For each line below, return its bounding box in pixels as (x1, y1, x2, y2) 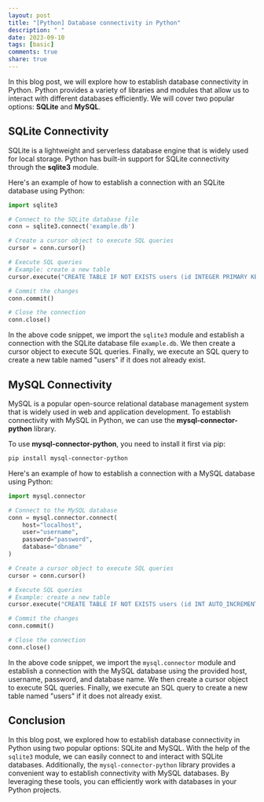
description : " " (8, 26, 65, 34)
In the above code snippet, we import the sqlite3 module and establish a (8, 330, 245, 340)
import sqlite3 (8, 201, 58, 209)
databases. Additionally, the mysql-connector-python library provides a (8, 760, 236, 769)
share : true (8, 56, 47, 64)
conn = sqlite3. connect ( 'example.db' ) (8, 223, 135, 230)
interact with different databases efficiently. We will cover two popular (8, 94, 235, 103)
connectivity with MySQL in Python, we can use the (8, 416, 175, 425)
